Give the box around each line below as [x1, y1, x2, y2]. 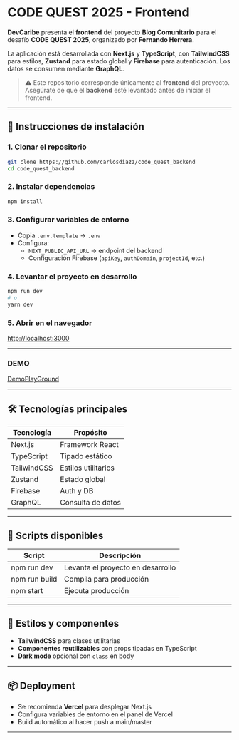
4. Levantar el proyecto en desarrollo [7, 272, 137, 282]
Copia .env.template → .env [17, 231, 101, 240]
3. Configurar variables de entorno [7, 215, 129, 225]
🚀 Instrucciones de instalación [7, 120, 144, 133]
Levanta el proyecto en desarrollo [63, 562, 176, 572]
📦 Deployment [7, 680, 76, 692]
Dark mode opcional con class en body [17, 652, 134, 660]
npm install [7, 197, 43, 205]
